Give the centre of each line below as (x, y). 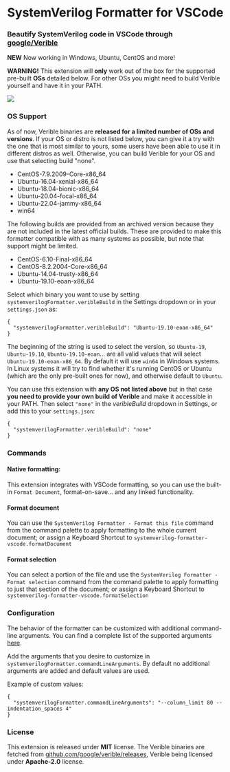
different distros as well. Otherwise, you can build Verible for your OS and (111, 153)
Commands (27, 453)
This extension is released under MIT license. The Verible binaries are (106, 747)
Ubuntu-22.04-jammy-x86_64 (59, 203)
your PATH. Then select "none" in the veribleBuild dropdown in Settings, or (112, 403)
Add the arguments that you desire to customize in (79, 656)
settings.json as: (32, 309)
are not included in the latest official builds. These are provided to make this (114, 231)
